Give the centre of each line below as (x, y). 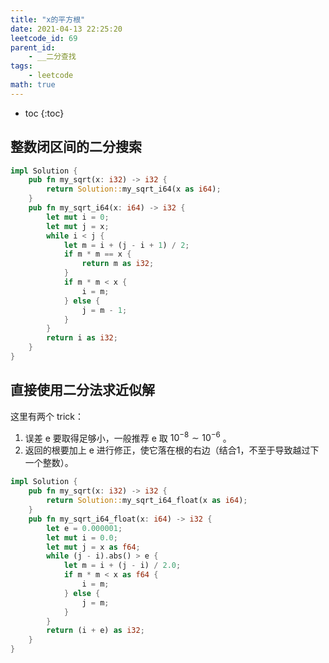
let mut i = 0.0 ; (82, 537)
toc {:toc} (44, 113)
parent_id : (33, 47)
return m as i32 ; (118, 264)
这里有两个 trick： (47, 416)
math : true (33, 85)
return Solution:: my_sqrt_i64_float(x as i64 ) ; (147, 501)
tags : (21, 66)
